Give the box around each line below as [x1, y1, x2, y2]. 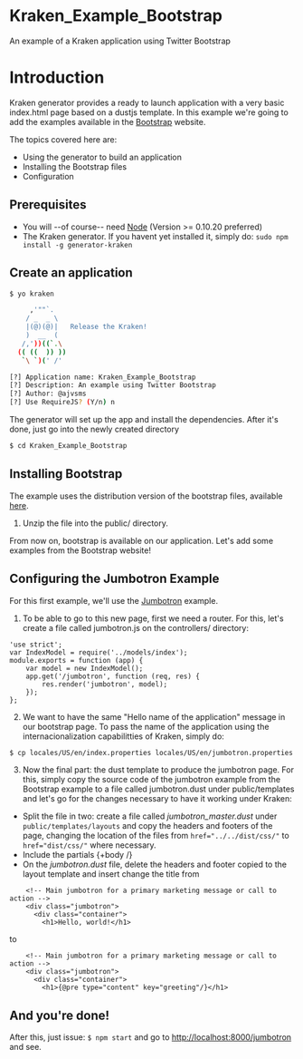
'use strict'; [9, 640, 63, 649]
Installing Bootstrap [9, 466, 123, 481]
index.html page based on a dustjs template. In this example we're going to [9, 106, 289, 118]
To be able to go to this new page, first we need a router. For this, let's [22, 613, 284, 624]
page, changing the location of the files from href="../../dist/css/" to [22, 831, 289, 841]
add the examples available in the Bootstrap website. [9, 116, 206, 127]
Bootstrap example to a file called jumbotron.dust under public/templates [22, 783, 295, 794]
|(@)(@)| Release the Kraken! [25, 323, 147, 332]
